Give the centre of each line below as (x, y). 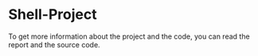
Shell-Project (53, 15)
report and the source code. (55, 44)
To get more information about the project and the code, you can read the (129, 36)
